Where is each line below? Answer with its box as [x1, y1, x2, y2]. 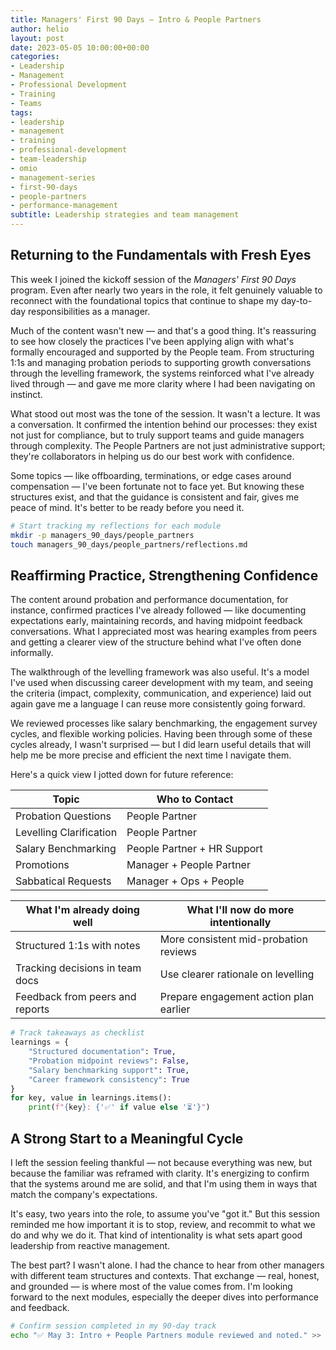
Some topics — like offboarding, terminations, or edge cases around [10, 469, 292, 481]
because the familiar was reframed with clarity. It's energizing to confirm [10, 1167, 310, 1179]
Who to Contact [156, 792, 234, 806]
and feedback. [10, 1301, 70, 1313]
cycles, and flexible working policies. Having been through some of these [10, 728, 313, 740]
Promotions [15, 858, 70, 872]
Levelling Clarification [15, 826, 118, 840]
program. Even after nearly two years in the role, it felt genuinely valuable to [10, 284, 323, 296]
